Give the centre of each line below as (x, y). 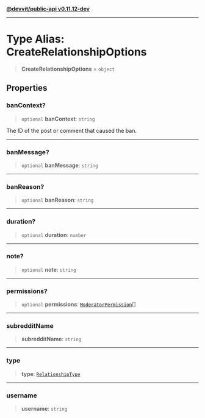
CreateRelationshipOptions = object (68, 69)
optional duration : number (54, 235)
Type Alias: (36, 39)
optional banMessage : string (60, 165)
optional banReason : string (57, 200)
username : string (44, 409)
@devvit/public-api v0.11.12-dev (48, 9)
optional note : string (49, 269)
